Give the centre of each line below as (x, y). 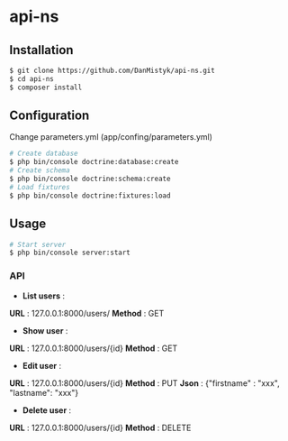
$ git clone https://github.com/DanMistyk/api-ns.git (112, 70)
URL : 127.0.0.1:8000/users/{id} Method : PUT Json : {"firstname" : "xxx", (145, 383)
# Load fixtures (40, 187)
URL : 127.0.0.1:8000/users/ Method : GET (87, 313)
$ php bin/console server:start (70, 253)
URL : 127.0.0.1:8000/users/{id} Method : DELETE (100, 427)
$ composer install (46, 87)
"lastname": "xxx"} (44, 392)
